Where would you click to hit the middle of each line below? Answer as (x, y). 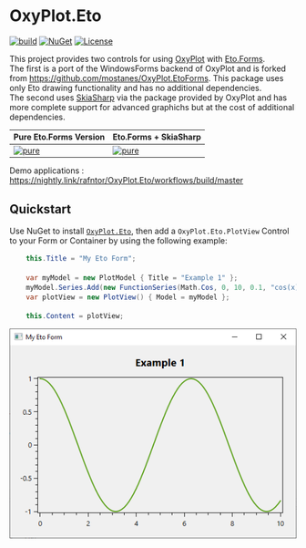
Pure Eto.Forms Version (59, 137)
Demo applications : (47, 171)
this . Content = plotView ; (75, 316)
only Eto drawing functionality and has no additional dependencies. (136, 88)
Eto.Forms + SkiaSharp (157, 137)
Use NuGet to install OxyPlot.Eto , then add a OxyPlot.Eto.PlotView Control (149, 231)
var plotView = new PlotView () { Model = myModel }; (128, 297)
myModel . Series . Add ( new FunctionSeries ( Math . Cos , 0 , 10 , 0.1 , (146, 287)
